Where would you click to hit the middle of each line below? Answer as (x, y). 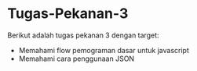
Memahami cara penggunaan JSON (77, 59)
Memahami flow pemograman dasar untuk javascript (104, 50)
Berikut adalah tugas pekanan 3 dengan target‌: (83, 35)
